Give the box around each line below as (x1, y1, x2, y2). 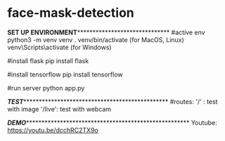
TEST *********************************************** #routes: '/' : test (7, 97, 218, 106)
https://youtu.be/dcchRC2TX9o (7, 126, 98, 134)
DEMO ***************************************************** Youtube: (7, 118, 217, 127)
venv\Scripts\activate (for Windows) (7, 43, 112, 51)
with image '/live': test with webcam (7, 105, 111, 113)
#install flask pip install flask (7, 56, 89, 65)
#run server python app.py (7, 83, 85, 92)
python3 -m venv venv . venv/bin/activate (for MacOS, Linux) (7, 35, 184, 43)
